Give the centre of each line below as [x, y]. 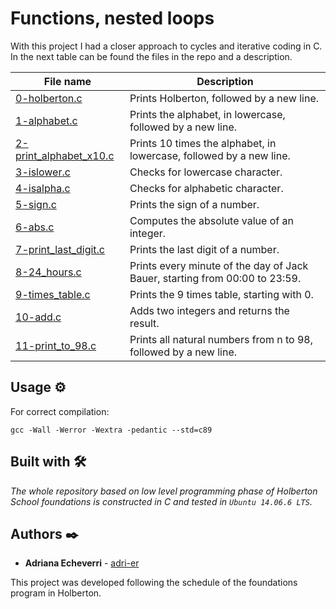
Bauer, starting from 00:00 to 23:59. [215, 278]
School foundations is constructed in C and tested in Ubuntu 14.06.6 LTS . [161, 501]
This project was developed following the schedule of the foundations [154, 583]
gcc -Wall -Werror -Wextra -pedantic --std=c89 [111, 430]
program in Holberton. [56, 593]
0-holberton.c [49, 98]
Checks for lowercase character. [206, 172]
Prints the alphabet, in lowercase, [207, 114]
